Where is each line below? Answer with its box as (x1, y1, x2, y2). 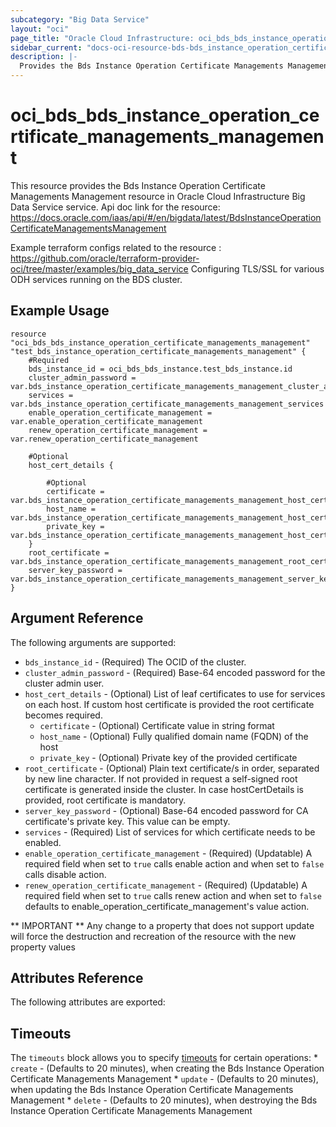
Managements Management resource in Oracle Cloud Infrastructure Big (10, 190, 306, 202)
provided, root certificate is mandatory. (24, 794, 187, 806)
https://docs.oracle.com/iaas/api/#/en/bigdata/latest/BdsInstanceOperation (10, 211, 322, 223)
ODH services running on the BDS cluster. (10, 273, 183, 285)
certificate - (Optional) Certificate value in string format (39, 719, 275, 731)
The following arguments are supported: (10, 636, 177, 648)
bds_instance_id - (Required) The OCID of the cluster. (24, 656, 247, 668)
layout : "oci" (10, 24, 70, 34)
